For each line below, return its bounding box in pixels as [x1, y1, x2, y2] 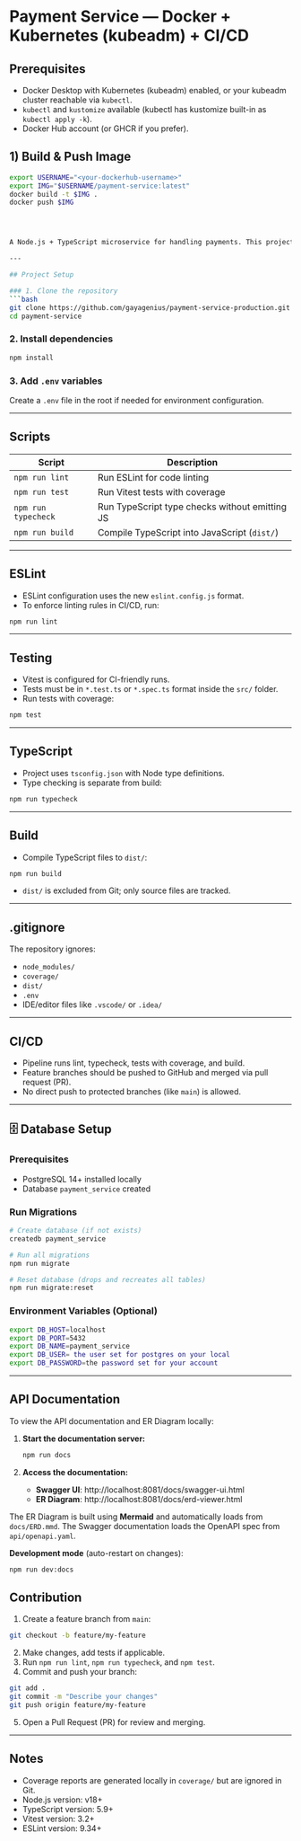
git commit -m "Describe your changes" [9, 1692, 159, 1702]
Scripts [9, 429, 51, 445]
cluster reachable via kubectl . [21, 94, 133, 105]
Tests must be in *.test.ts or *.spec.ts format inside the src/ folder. [21, 684, 279, 695]
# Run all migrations [9, 1251, 90, 1260]
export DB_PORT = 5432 [9, 1333, 87, 1342]
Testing [9, 650, 53, 666]
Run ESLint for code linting [97, 471, 210, 483]
